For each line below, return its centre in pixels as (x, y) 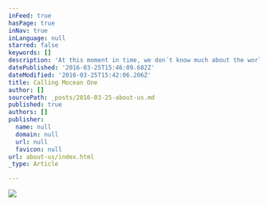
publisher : (26, 120)
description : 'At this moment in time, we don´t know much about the (126, 61)
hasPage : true (32, 23)
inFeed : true (30, 16)
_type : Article (33, 164)
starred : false (33, 46)
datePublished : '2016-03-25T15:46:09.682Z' (82, 68)
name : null (33, 127)
